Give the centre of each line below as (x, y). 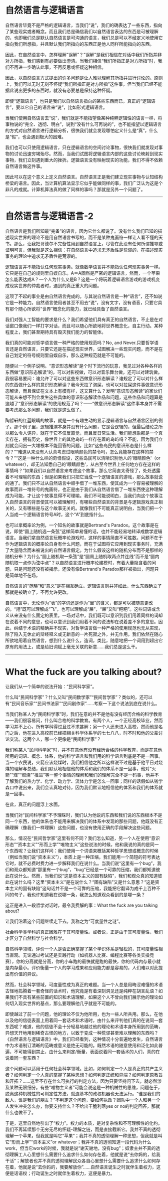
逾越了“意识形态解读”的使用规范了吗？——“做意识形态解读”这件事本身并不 (81, 403)
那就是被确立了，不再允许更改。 (38, 592)
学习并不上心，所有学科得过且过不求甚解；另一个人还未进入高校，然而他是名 (84, 726)
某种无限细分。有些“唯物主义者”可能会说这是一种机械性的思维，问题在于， (86, 1087)
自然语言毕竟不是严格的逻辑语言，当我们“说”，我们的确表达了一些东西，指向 (84, 25)
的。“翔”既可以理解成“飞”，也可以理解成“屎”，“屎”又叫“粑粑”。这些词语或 (80, 609)
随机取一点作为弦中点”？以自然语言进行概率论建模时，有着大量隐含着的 (78, 563)
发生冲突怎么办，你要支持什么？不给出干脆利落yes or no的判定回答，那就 (85, 1106)
